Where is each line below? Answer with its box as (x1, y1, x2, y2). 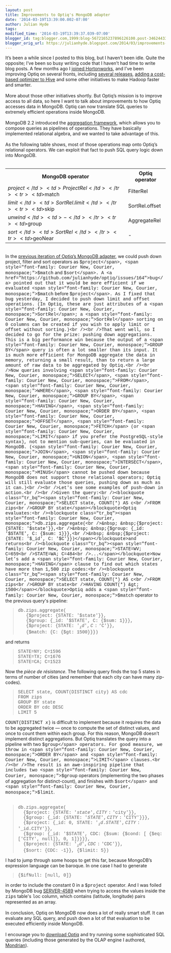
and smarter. (5, 82, 32, 88)
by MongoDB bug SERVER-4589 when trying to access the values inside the (5, 888, 165, 894)
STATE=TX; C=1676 (17, 654, 61, 659)
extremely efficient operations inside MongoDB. (5, 109, 105, 115)
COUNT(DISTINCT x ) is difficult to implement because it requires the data (5, 719, 161, 726)
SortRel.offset (128, 202, 161, 209)
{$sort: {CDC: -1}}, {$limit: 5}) (23, 847, 109, 854)
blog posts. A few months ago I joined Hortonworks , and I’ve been (5, 65, 144, 71)
